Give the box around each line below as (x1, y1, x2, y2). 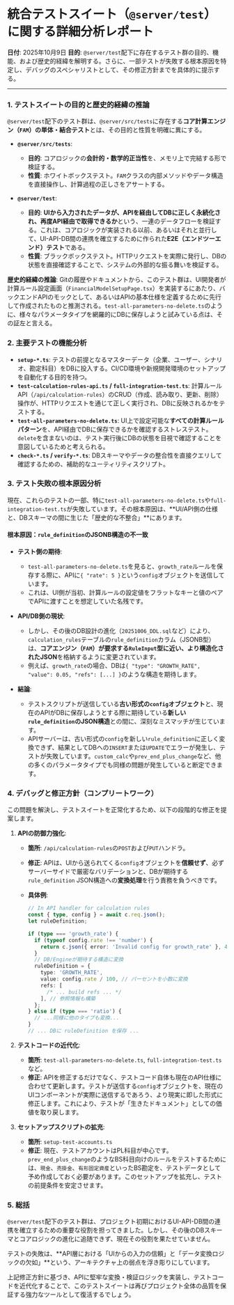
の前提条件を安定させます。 (27, 1181, 107, 1189)
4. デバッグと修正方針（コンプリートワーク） (7, 788, 159, 798)
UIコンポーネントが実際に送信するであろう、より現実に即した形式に (27, 1091, 224, 1099)
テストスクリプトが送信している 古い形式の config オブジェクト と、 (27, 700, 217, 708)
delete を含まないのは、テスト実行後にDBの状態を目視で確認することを (17, 433, 222, 442)
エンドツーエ (184, 235, 221, 243)
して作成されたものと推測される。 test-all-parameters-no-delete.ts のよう (7, 302, 223, 310)
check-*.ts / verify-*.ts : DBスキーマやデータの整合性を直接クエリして (17, 451, 223, 460)
